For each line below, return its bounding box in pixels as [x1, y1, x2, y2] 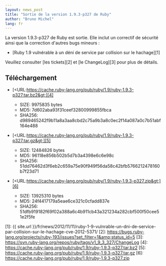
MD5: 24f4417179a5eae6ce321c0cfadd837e [19, 198, 110, 204]
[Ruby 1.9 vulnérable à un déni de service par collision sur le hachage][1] [12, 50, 161, 56]
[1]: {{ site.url [5, 224, 32, 230]
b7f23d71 [19, 168, 39, 174]
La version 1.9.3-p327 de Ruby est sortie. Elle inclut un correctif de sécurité [5, 35, 159, 41]
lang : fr [5, 21, 23, 26]
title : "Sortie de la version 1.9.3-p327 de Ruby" [5, 12, 112, 17]
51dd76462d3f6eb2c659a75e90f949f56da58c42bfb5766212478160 [19, 163, 160, 169]
